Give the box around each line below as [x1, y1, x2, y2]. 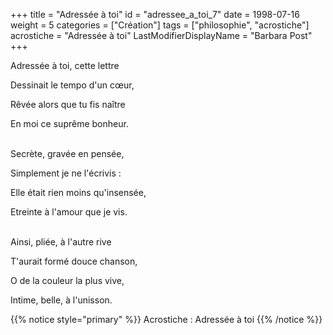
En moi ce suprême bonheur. [10, 118, 129, 129]
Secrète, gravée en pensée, [10, 148, 125, 159]
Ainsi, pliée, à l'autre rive [10, 236, 112, 248]
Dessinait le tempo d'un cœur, [10, 79, 135, 91]
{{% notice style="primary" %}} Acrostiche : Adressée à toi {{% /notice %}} [10, 314, 323, 325]
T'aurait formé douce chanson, [10, 255, 138, 267]
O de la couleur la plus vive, [10, 275, 125, 286]
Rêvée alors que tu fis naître [10, 99, 126, 110]
